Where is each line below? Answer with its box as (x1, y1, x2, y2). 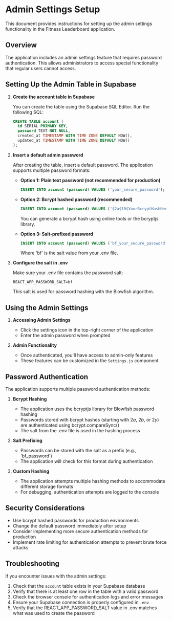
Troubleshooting (5, 559, 60, 568)
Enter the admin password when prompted (20, 332, 111, 339)
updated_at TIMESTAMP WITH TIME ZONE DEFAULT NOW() (17, 138, 130, 143)
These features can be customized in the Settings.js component (20, 358, 159, 364)
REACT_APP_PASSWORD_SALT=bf (12, 280, 73, 285)
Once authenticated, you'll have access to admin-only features (20, 352, 153, 359)
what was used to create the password (12, 610, 95, 616)
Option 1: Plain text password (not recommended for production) (20, 177, 161, 183)
